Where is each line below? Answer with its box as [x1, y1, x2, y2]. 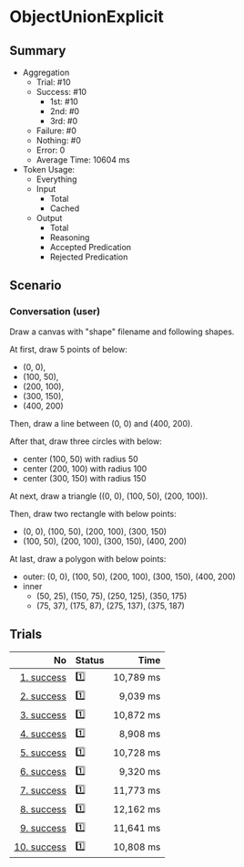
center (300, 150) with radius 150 [22, 472, 147, 483]
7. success [19, 784, 66, 797]
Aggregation [22, 67, 70, 78]
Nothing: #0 [36, 135, 82, 145]
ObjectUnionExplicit [9, 6, 164, 27]
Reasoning [49, 232, 90, 243]
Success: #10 [36, 87, 87, 97]
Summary [9, 43, 66, 58]
